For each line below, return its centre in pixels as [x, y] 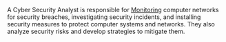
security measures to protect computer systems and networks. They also [111, 24]
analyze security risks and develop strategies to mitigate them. [96, 31]
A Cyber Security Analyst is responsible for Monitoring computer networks [113, 10]
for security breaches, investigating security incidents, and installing [104, 17]
